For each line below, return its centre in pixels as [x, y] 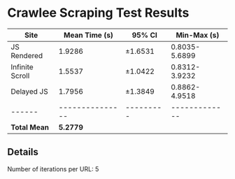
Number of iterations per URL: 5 [53, 169]
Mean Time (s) [89, 35]
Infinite [22, 66]
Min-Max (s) [198, 35]
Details [23, 152]
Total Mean [30, 127]
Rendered [27, 55]
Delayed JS [29, 91]
